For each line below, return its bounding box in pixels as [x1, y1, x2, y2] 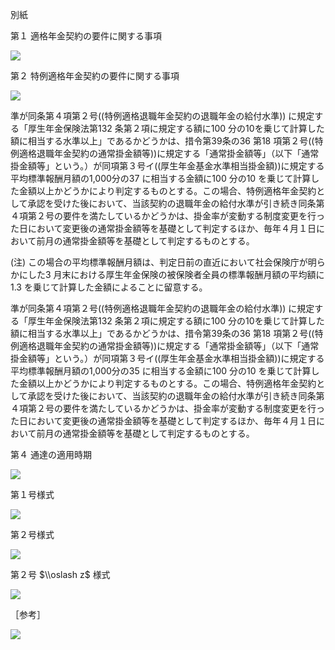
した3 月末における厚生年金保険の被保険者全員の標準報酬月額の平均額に [27, 269, 325, 280]
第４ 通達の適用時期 [10, 449, 92, 460]
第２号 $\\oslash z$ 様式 [10, 569, 111, 580]
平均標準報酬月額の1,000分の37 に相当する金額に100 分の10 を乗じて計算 [10, 173, 312, 184]
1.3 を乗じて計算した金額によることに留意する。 [10, 281, 208, 293]
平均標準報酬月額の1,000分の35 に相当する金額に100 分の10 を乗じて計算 [10, 365, 312, 377]
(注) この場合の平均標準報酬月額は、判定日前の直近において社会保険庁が [10, 256, 308, 268]
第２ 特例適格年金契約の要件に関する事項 [10, 70, 180, 82]
